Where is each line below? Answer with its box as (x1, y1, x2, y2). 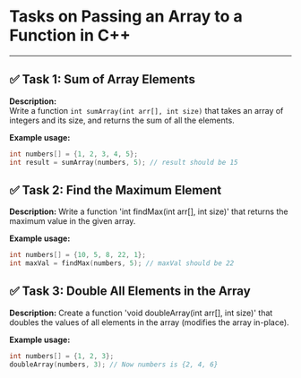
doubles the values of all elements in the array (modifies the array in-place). (9, 316, 289, 328)
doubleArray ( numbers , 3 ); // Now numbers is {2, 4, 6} (9, 360, 219, 369)
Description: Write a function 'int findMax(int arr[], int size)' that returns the (9, 206, 288, 217)
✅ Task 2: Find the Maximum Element (9, 182, 222, 198)
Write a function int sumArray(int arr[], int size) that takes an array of (9, 105, 284, 116)
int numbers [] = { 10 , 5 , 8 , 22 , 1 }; (9, 251, 146, 260)
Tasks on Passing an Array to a (9, 6, 244, 27)
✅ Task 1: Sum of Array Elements (9, 72, 195, 87)
